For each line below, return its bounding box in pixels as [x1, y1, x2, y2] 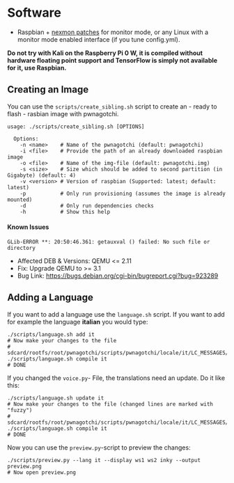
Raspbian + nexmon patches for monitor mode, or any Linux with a [17, 28, 209, 36]
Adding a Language [7, 292, 94, 303]
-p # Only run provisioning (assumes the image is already [19, 190, 226, 197]
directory [7, 244, 36, 251]
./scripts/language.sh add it [7, 331, 95, 338]
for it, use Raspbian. [7, 63, 67, 72]
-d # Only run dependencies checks [19, 202, 155, 209]
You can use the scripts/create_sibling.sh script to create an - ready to [7, 102, 217, 111]
